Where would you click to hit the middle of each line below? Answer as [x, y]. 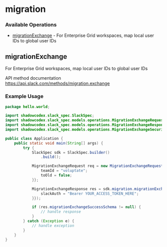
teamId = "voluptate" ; [64, 171]
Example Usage [24, 97]
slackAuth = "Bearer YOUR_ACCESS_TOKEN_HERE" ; [90, 193]
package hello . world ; [28, 107]
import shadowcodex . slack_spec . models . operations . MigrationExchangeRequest [85, 121]
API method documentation [33, 78]
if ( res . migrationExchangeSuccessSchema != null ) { [86, 207]
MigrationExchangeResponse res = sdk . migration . [83, 189]
